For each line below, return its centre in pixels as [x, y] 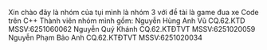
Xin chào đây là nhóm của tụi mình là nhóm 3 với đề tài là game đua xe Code [133, 12]
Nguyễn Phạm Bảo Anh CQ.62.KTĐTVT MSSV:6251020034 [106, 37]
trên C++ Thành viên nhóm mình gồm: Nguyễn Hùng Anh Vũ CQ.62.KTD [127, 21]
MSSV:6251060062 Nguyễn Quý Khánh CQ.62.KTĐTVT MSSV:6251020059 [132, 29]
